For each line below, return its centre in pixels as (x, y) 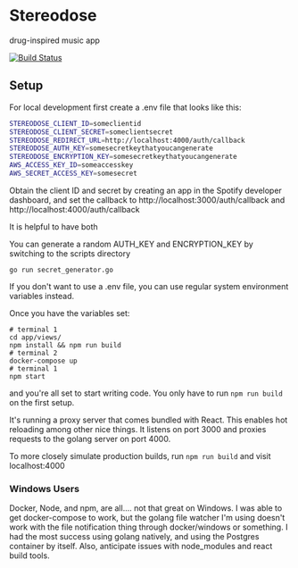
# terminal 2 (33, 353)
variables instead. (42, 296)
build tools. (30, 555)
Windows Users (45, 489)
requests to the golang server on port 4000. (90, 439)
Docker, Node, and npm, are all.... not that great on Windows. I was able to (146, 508)
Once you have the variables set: (70, 313)
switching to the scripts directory (70, 253)
